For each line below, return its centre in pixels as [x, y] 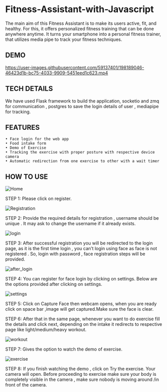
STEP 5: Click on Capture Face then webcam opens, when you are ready [81, 304]
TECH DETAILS [29, 89]
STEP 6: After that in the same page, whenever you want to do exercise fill [83, 319]
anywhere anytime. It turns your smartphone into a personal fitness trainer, [83, 34]
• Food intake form [26, 143]
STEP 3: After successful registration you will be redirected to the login [79, 243]
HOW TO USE [27, 177]
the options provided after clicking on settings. [54, 284]
